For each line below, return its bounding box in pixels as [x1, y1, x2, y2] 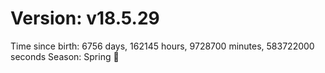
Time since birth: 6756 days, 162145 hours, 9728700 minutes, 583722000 [10, 40, 315, 52]
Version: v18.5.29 [10, 7, 160, 30]
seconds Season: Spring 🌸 [10, 50, 120, 62]
